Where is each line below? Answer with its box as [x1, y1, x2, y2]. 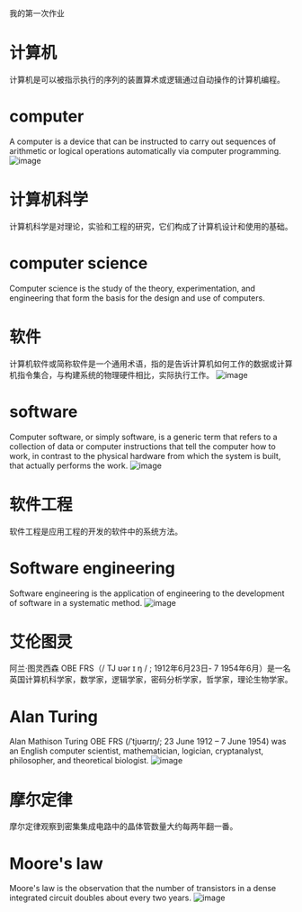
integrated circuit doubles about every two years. [9, 892, 191, 903]
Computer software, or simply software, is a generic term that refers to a [9, 431, 278, 442]
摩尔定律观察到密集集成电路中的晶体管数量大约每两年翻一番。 [9, 821, 238, 832]
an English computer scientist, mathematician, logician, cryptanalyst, [9, 745, 264, 756]
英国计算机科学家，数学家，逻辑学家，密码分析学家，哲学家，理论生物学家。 [9, 674, 293, 685]
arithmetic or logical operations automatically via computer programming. [9, 145, 281, 156]
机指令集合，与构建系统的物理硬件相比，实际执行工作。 [9, 369, 214, 380]
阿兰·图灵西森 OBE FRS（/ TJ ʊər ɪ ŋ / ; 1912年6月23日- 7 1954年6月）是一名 [9, 663, 291, 673]
